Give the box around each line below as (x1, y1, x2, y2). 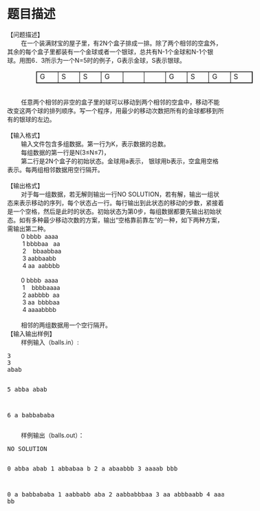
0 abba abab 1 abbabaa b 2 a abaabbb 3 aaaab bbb (7, 465, 178, 472)
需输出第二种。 (7, 225, 50, 233)
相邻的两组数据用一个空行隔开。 (21, 321, 111, 329)
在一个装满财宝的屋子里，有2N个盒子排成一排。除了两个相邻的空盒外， (21, 39, 222, 47)
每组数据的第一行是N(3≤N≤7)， (21, 149, 110, 157)
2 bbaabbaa (22, 247, 62, 255)
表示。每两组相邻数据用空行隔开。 (7, 166, 104, 174)
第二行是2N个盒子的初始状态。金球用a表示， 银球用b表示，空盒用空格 (21, 157, 219, 165)
